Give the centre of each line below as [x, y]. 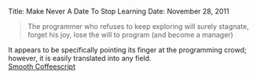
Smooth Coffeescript [42, 66]
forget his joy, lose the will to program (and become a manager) [130, 35]
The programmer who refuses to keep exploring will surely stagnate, [138, 26]
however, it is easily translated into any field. [80, 58]
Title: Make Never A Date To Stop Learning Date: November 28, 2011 [119, 11]
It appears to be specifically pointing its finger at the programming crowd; [127, 50]
